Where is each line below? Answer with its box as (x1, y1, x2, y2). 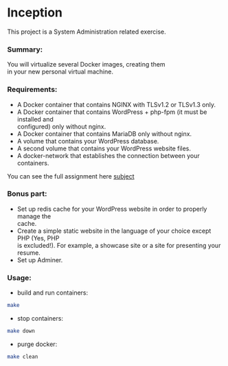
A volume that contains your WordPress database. (16, 137, 159, 145)
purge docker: (16, 340, 58, 348)
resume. (16, 249, 41, 257)
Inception (7, 5, 63, 21)
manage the (16, 211, 52, 220)
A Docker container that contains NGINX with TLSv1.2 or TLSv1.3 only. (16, 100, 216, 108)
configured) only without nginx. (16, 122, 106, 130)
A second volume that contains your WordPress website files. (16, 144, 191, 152)
